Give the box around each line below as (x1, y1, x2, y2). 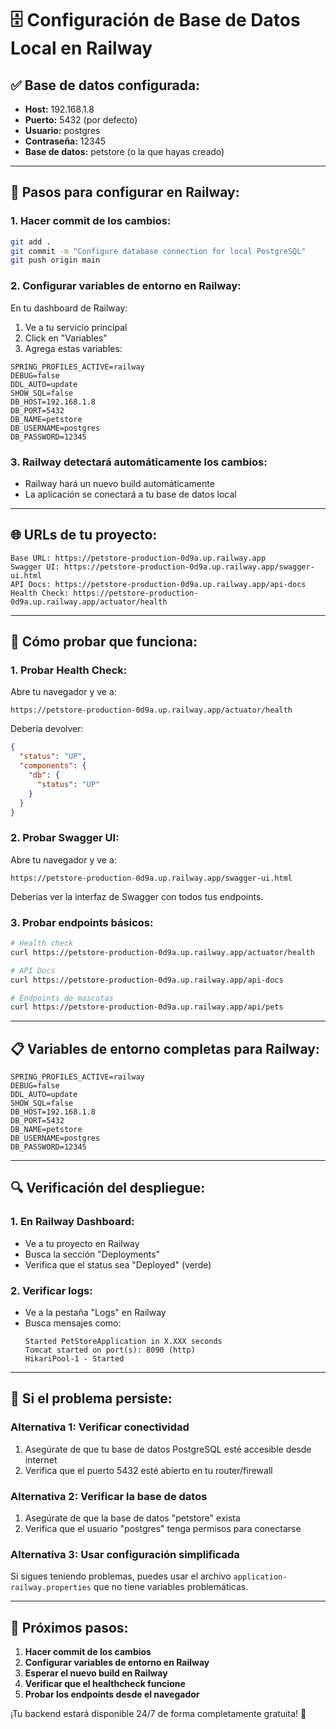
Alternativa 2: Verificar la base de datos (10, 1489, 208, 1503)
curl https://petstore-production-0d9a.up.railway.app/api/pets (10, 1002, 284, 1012)
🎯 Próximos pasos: (10, 1619, 129, 1636)
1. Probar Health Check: (10, 663, 128, 677)
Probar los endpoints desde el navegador (24, 1688, 200, 1701)
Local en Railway (10, 37, 153, 60)
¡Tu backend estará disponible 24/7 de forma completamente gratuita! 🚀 (10, 1708, 307, 1720)
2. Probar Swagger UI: (10, 831, 120, 845)
